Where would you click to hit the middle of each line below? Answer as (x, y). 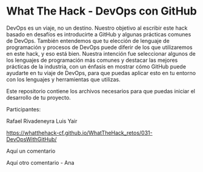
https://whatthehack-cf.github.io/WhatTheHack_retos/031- (79, 133)
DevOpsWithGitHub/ (32, 139)
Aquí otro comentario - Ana (40, 162)
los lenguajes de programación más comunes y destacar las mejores (92, 60)
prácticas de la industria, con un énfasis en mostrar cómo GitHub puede (96, 66)
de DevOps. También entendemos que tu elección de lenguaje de (88, 41)
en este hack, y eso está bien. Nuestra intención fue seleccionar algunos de (101, 53)
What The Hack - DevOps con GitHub (101, 11)
